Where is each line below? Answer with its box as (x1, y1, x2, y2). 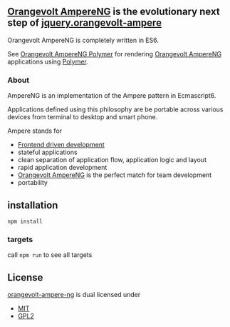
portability (17, 178, 48, 187)
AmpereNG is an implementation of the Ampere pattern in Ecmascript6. (7, 91, 216, 100)
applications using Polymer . (7, 57, 89, 66)
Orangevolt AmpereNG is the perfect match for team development (17, 171, 212, 179)
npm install (7, 218, 43, 225)
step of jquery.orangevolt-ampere (7, 17, 162, 29)
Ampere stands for (7, 126, 63, 135)
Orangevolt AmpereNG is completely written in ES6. (7, 36, 159, 44)
